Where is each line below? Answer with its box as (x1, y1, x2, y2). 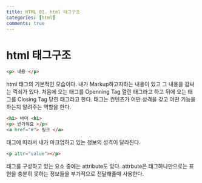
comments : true (6, 20, 45, 26)
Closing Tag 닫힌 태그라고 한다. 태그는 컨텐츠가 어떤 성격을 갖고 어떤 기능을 (17, 95, 196, 103)
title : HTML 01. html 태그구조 (6, 9, 81, 15)
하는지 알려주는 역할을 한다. (6, 103, 72, 111)
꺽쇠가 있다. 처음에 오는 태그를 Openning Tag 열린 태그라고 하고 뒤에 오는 (12, 88, 187, 95)
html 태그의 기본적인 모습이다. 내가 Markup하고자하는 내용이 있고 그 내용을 (6, 80, 184, 88)
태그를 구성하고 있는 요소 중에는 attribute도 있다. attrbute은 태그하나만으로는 (6, 162, 188, 170)
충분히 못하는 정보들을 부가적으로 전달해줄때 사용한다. (17, 170, 144, 177)
